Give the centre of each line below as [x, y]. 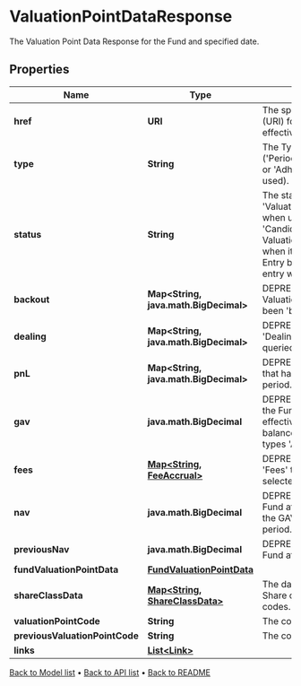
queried [279, 347]
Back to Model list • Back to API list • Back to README [110, 672]
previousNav [42, 549]
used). [275, 180]
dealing [30, 336]
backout [32, 300]
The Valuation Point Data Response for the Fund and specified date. [134, 41]
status [28, 234]
